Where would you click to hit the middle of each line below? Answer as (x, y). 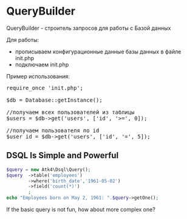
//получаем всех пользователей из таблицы (70, 112)
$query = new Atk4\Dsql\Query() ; (49, 169)
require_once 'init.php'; (45, 88)
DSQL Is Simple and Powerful (63, 155)
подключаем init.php (42, 64)
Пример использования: (38, 76)
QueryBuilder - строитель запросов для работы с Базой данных (89, 28)
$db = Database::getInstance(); (54, 100)
